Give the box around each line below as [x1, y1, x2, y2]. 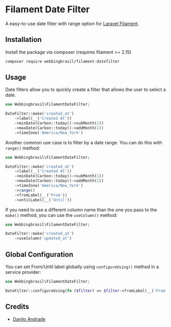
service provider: [5, 269, 41, 275]
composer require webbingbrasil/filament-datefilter [5, 59, 120, 64]
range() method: [5, 145, 40, 151]
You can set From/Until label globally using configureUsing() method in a [5, 264, 159, 270]
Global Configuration [5, 250, 74, 259]
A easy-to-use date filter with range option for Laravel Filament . [5, 20, 139, 27]
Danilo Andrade [12, 316, 46, 322]
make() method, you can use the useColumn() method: [5, 212, 118, 218]
